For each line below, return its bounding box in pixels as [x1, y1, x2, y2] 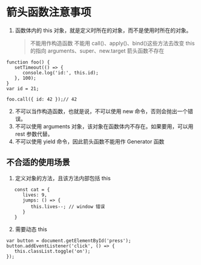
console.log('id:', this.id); [22, 70, 99, 76]
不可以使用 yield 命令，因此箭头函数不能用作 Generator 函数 [15, 137, 165, 145]
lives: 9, [22, 192, 47, 198]
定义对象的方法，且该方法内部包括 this [15, 174, 111, 182]
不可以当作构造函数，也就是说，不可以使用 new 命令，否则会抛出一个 [15, 107, 188, 115]
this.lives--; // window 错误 [30, 203, 105, 209]
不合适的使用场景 [6, 157, 70, 168]
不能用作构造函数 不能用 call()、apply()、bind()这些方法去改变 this [30, 39, 195, 47]
